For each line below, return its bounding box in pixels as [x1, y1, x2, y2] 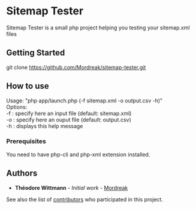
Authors [6, 168, 38, 178]
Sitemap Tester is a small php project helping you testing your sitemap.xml [6, 24, 190, 31]
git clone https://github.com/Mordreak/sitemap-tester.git [6, 63, 146, 71]
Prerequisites [6, 137, 46, 146]
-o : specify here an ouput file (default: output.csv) [6, 116, 132, 123]
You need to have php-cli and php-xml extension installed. [6, 151, 150, 158]
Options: [6, 103, 28, 110]
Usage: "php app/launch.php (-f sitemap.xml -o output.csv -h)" [6, 97, 163, 104]
